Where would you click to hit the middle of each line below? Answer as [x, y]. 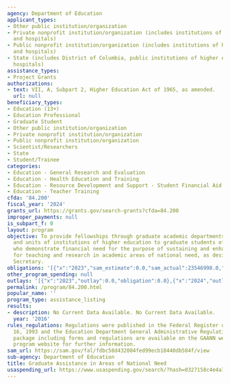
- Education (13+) [33, 109]
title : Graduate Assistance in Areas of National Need [87, 363]
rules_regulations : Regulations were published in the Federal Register [113, 325]
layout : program [30, 230]
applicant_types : [32, 20]
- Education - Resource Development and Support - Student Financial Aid [115, 185]
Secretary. [29, 261]
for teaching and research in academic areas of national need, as [112, 255]
